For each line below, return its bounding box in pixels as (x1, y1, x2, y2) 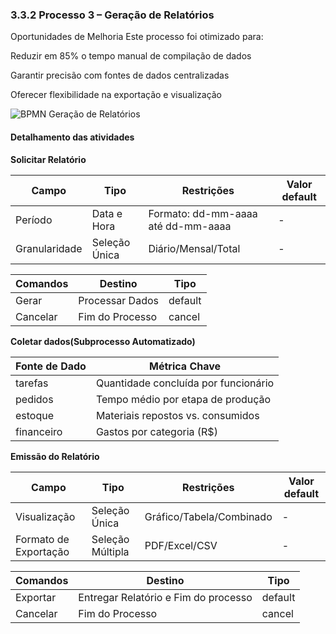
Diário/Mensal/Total (148, 241, 241, 255)
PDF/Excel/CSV (144, 538, 218, 552)
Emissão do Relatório (10, 450, 100, 462)
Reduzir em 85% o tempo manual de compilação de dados (10, 50, 252, 62)
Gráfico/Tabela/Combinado (144, 509, 273, 523)
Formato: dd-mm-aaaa (148, 206, 258, 220)
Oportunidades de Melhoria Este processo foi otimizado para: (10, 31, 264, 43)
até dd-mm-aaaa (148, 219, 232, 233)
